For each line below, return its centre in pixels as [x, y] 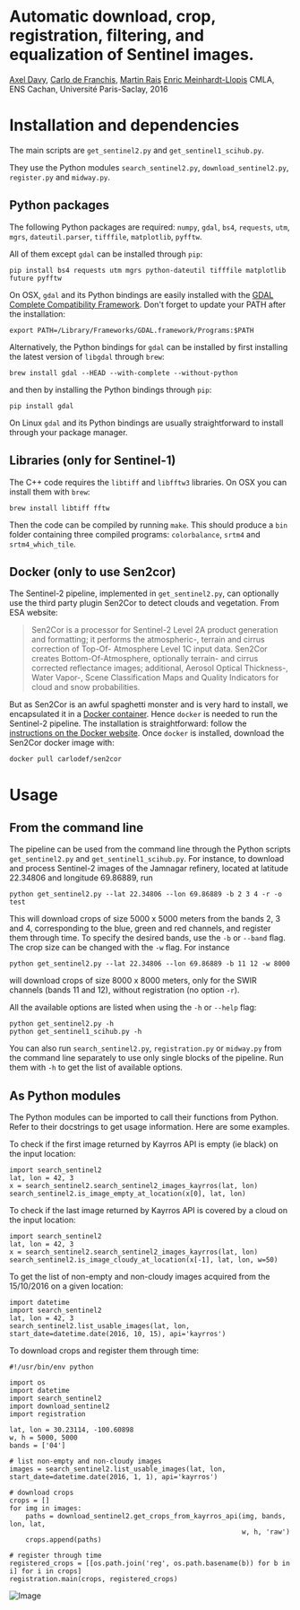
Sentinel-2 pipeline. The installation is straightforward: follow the [128, 723]
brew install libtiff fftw [60, 508]
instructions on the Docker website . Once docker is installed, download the [147, 733]
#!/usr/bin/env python [51, 1367]
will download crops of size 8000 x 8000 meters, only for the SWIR [133, 981]
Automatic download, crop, [113, 17]
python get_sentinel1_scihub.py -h [76, 1032]
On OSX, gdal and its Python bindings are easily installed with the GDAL [141, 294]
